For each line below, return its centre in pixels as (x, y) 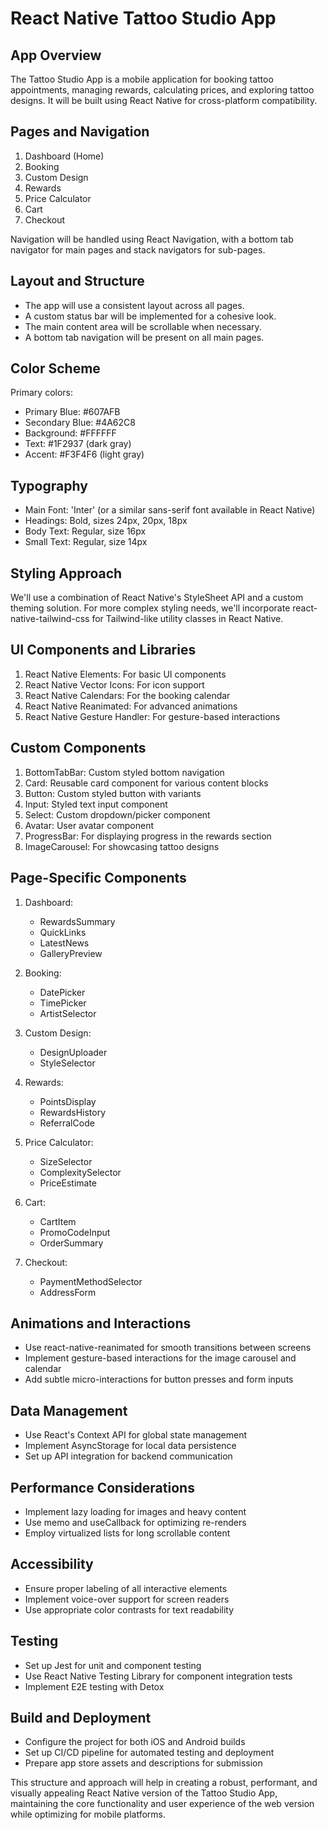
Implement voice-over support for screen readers (127, 1599)
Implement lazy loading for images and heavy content (135, 1511)
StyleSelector (67, 1063)
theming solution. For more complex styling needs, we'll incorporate (150, 608)
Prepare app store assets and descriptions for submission (143, 1763)
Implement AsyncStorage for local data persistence (130, 1446)
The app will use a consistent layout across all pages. (134, 305)
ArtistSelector (68, 1013)
